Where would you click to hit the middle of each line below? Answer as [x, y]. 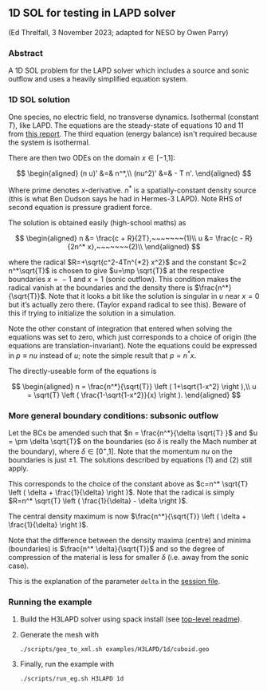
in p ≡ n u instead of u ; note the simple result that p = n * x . [102, 355]
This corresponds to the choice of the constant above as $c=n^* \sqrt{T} [128, 483]
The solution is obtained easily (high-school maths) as [97, 223]
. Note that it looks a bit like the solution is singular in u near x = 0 [152, 296]
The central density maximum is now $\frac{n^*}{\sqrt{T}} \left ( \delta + [128, 516]
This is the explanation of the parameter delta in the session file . [114, 581]
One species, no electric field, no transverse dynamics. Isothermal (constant [133, 117]
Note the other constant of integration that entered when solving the [120, 329]
